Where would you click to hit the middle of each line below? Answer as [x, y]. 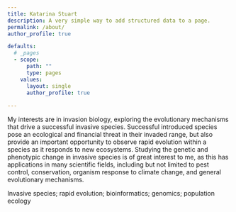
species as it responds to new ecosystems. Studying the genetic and [108, 150]
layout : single [49, 86]
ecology [19, 201]
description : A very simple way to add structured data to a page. [109, 21]
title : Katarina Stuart [43, 14]
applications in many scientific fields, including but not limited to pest [108, 164]
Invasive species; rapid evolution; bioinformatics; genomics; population [111, 194]
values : [31, 79]
